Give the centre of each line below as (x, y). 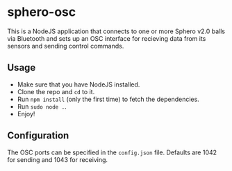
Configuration (38, 136)
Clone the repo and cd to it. (56, 91)
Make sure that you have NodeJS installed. (78, 84)
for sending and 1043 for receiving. (58, 159)
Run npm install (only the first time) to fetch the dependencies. (108, 99)
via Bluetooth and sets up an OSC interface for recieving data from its (107, 38)
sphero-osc (42, 12)
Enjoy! (26, 114)
